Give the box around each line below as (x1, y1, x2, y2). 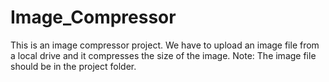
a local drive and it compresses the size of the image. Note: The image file (10, 49, 317, 61)
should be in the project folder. (10, 60, 137, 72)
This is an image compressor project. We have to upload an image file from (10, 39, 320, 51)
